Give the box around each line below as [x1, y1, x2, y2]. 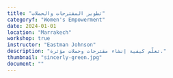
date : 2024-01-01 [7, 22, 57, 29]
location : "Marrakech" [7, 28, 72, 36]
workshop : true [7, 35, 51, 42]
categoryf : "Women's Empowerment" [7, 16, 106, 23]
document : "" [7, 60, 44, 67]
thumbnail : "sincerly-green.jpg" [7, 54, 103, 61]
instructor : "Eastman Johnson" [7, 41, 96, 48]
